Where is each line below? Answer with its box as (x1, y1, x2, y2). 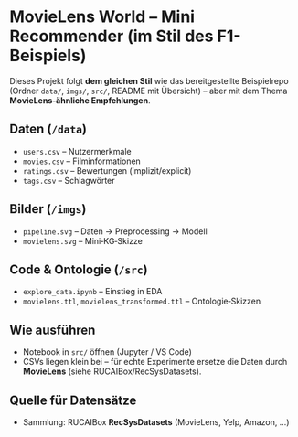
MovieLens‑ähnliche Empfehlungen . (9, 94, 151, 106)
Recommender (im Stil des (9, 26, 214, 47)
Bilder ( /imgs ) (9, 201, 87, 217)
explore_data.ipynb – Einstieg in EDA (22, 286, 163, 297)
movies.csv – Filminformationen (22, 155, 142, 166)
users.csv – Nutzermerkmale (22, 145, 132, 156)
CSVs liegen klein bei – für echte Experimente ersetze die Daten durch (22, 357, 288, 368)
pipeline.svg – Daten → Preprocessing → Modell (22, 226, 208, 237)
